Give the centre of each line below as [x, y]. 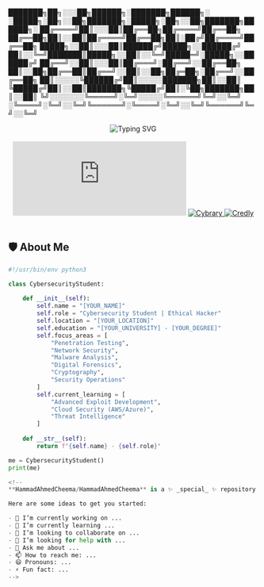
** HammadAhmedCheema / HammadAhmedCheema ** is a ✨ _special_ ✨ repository [132, 489]
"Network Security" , [84, 350]
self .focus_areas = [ [73, 336]
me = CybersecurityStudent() [56, 460]
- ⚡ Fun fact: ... [38, 570]
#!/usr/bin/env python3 [48, 270]
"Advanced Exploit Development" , [105, 402]
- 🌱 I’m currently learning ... [61, 526]
